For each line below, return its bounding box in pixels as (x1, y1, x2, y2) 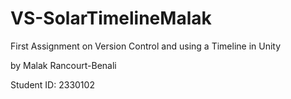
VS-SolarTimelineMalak (10, 7, 212, 30)
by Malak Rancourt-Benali (10, 59, 117, 71)
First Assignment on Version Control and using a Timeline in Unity (10, 40, 282, 52)
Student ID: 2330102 (10, 78, 95, 91)
